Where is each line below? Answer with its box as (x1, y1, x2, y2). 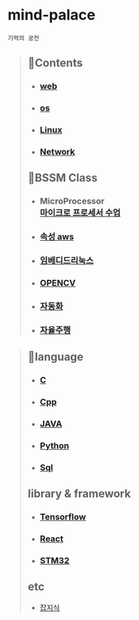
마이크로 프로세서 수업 (39, 207, 121, 219)
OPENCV (39, 277, 76, 289)
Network (39, 146, 76, 158)
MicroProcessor (39, 195, 105, 207)
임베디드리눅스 (39, 255, 94, 266)
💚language (27, 350, 84, 364)
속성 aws (39, 231, 75, 242)
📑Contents (27, 56, 83, 70)
